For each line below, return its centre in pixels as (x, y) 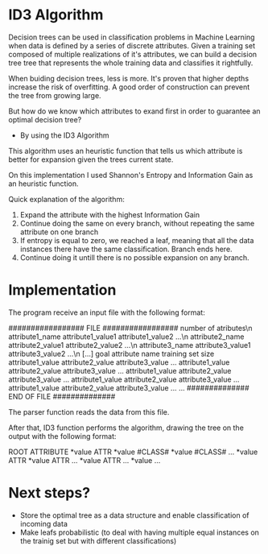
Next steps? (49, 493)
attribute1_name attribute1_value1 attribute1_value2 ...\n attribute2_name (126, 337)
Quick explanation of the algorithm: (66, 199)
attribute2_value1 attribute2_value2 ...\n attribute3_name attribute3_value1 (130, 345)
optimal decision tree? (45, 119)
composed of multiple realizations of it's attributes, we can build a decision (133, 54)
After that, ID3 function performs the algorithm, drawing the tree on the (126, 428)
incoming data (44, 523)
